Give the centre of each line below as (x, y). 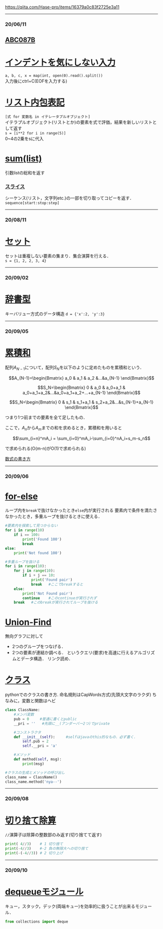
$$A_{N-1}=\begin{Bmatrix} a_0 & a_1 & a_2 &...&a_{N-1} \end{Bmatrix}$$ (81, 378)
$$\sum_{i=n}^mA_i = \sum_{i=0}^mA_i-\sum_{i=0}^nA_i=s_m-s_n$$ (81, 438)
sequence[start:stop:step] (32, 203)
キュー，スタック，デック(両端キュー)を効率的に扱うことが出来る (70, 906)
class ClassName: (23, 710)
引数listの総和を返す (25, 173)
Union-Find (28, 622)
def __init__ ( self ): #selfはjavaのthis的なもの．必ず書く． (75, 737)
